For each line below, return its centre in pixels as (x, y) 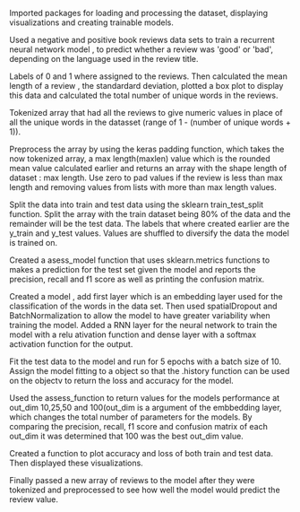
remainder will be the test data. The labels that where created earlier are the (150, 224)
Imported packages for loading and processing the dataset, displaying (139, 13)
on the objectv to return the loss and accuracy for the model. (122, 381)
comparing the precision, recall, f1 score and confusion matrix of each (139, 426)
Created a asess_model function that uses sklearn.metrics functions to (140, 260)
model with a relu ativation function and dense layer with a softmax (133, 334)
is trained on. (34, 243)
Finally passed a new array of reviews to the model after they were (132, 480)
